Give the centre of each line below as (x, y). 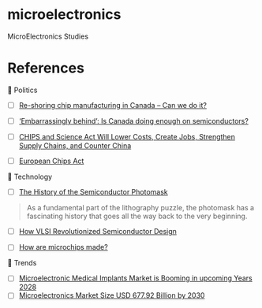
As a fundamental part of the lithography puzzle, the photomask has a (140, 208)
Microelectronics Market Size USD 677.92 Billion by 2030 (112, 295)
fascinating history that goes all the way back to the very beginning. (137, 216)
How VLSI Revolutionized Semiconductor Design (97, 232)
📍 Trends (22, 263)
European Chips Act (51, 161)
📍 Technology (30, 177)
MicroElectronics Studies (48, 36)
